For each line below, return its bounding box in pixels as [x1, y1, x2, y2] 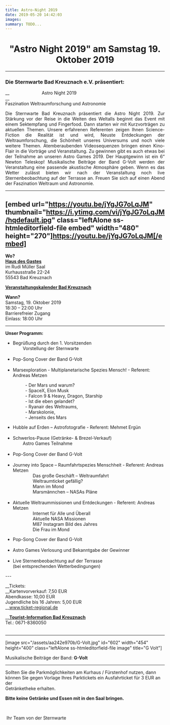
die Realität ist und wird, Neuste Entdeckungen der [25, 132, 165, 138]
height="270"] [5, 232, 53, 240]
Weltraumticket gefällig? [32, 478, 83, 484]
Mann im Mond [32, 483, 64, 489]
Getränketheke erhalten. [5, 685, 56, 692]
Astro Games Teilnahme [22, 440, 73, 446]
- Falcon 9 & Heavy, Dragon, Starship [25, 393, 103, 399]
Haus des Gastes [5, 258, 42, 264]
